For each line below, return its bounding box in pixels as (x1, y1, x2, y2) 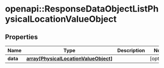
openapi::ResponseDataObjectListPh (5, 3, 159, 14)
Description (117, 47, 145, 54)
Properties (5, 33, 38, 41)
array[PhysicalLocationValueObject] (26, 55, 113, 62)
